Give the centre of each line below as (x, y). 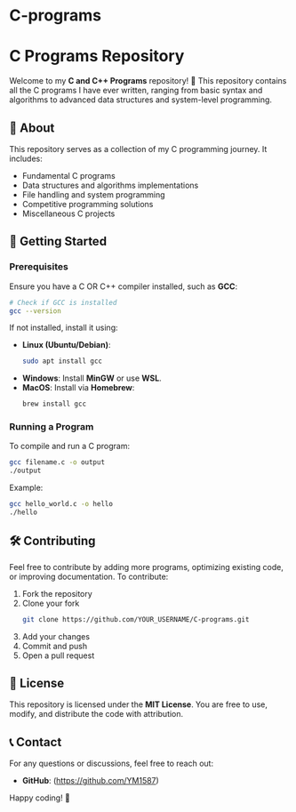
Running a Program (52, 427)
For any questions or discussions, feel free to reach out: (112, 764)
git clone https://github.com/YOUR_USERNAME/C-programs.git (136, 619)
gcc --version (36, 311)
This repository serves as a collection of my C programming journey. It (138, 149)
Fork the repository (57, 593)
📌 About (32, 128)
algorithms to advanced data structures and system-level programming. (141, 100)
